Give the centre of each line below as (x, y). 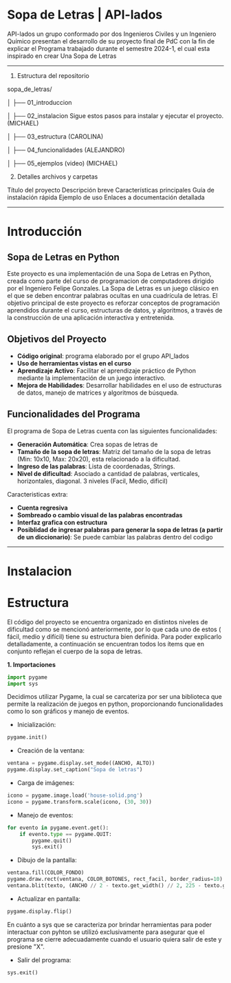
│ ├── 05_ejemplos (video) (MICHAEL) (63, 163)
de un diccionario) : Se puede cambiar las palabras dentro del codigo (115, 537)
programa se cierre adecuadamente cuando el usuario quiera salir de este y (114, 939)
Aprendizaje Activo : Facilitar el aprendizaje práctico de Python (107, 370)
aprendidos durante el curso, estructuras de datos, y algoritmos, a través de (115, 310)
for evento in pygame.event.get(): (58, 828)
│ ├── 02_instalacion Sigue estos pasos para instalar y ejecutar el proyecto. (115, 116)
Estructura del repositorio (53, 75)
